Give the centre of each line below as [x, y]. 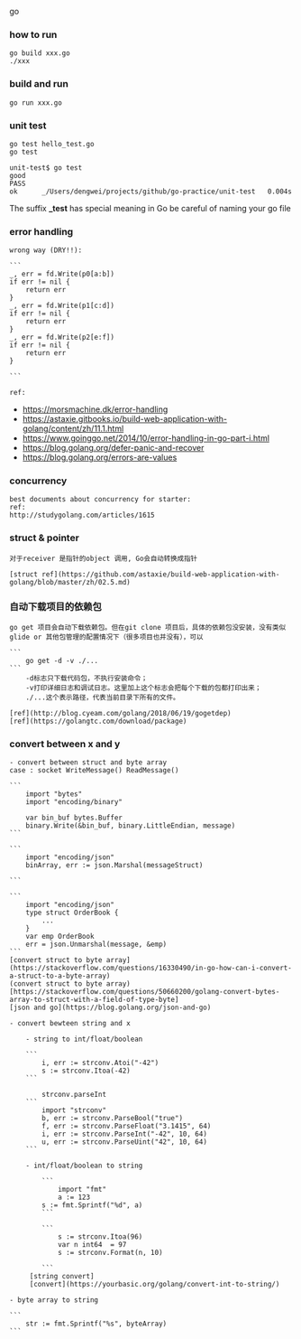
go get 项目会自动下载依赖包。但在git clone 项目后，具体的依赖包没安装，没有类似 [148, 628]
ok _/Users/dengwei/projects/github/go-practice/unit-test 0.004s [151, 192]
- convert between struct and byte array [88, 763]
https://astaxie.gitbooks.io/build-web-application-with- [125, 419]
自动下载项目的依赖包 [55, 606]
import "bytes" [54, 794]
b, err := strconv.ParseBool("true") [112, 1119]
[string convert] [62, 1277]
